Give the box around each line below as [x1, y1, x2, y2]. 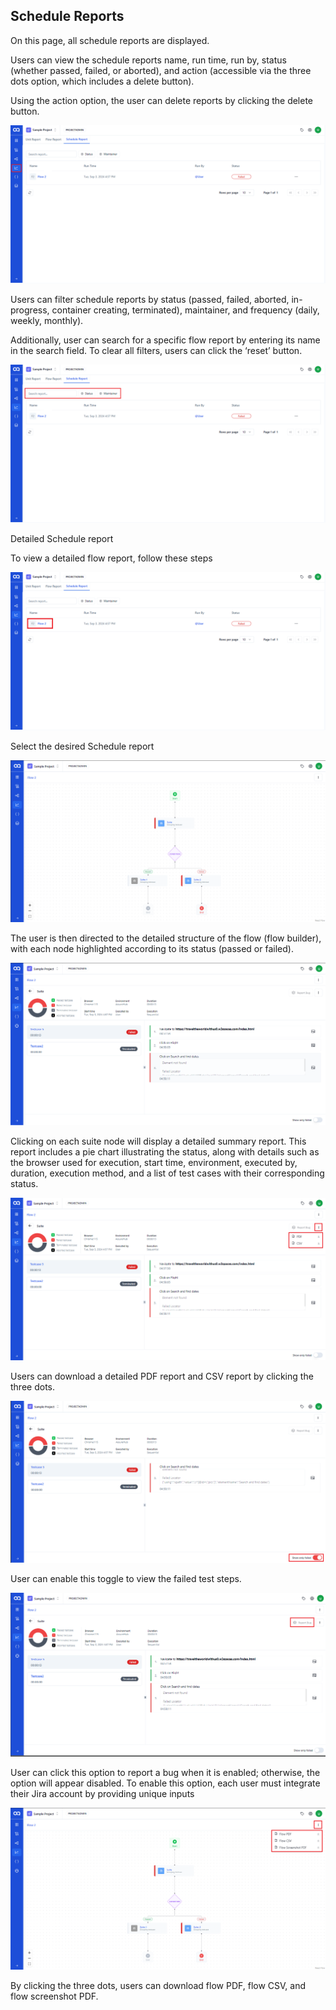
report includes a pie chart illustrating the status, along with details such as [10, 1146, 320, 1158]
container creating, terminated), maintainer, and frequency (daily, [51, 304, 320, 316]
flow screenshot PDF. [10, 1990, 99, 2003]
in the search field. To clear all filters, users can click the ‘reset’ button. [10, 344, 303, 356]
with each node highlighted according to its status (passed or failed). [10, 942, 294, 954]
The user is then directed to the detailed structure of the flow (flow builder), [10, 932, 322, 944]
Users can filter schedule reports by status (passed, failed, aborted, [10, 293, 290, 305]
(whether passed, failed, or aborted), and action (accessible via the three [10, 64, 312, 76]
